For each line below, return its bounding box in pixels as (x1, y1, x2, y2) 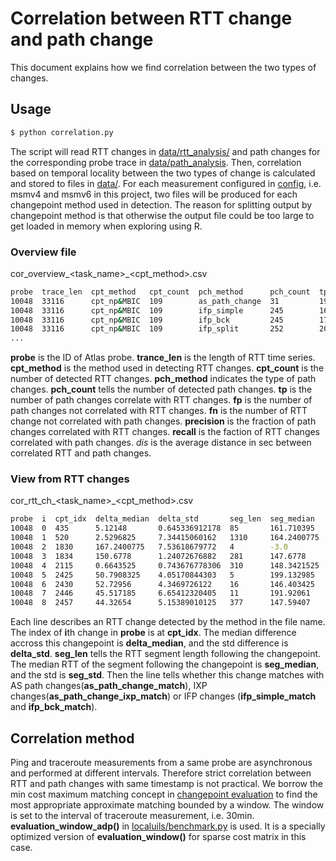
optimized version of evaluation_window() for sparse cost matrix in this (10, 831, 307, 843)
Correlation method (10, 730, 135, 747)
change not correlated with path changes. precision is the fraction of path (10, 415, 317, 427)
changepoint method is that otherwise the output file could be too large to (10, 209, 315, 221)
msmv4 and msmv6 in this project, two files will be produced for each (10, 188, 298, 200)
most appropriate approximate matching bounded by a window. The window (10, 799, 325, 811)
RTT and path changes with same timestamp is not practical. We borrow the (10, 778, 324, 790)
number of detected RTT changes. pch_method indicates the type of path (10, 373, 317, 385)
